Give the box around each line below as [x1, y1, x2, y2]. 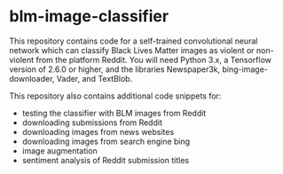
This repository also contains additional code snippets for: [9, 91, 222, 101]
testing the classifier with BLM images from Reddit [21, 107, 207, 118]
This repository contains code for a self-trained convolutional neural [9, 36, 258, 46]
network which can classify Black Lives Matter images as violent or [9, 44, 255, 55]
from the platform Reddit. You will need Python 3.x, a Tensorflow [35, 54, 272, 65]
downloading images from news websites [21, 126, 175, 137]
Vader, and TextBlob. [56, 73, 133, 83]
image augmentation [21, 145, 98, 156]
